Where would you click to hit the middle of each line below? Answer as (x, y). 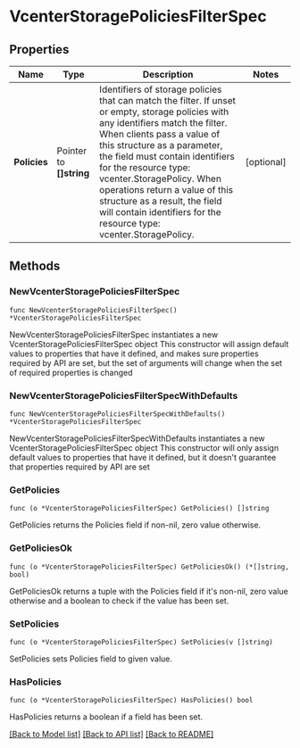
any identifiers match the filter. (163, 123)
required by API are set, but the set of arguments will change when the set (146, 362)
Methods (35, 266)
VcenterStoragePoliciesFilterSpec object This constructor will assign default (149, 344)
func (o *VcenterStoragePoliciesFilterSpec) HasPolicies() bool (131, 701)
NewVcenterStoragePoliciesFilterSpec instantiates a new (114, 334)
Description (168, 75)
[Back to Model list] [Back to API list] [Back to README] (112, 735)
